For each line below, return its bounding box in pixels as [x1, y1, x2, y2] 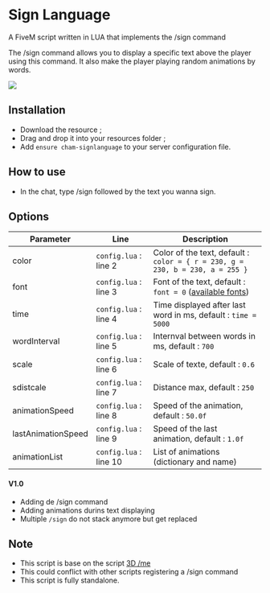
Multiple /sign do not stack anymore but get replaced [19, 513, 198, 524]
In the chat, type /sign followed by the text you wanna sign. [19, 187, 216, 196]
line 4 [96, 314, 117, 325]
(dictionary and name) [153, 456, 237, 467]
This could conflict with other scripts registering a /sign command [19, 567, 239, 577]
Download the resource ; [19, 125, 102, 134]
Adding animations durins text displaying [19, 505, 155, 515]
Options [8, 209, 50, 223]
